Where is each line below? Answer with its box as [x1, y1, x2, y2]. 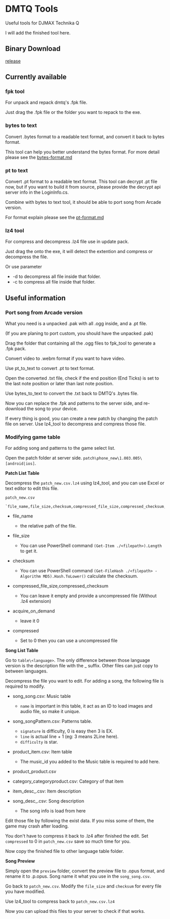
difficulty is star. [20, 739, 58, 745]
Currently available [5, 73, 67, 81]
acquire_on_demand [12, 608, 55, 614]
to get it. [20, 548, 38, 554]
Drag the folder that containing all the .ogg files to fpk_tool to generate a [5, 340, 156, 346]
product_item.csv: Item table [12, 749, 72, 755]
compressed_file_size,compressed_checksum [12, 583, 109, 589]
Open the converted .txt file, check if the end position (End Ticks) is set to [5, 375, 159, 381]
